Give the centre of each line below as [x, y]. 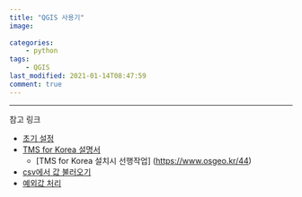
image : [22, 26]
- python [42, 51]
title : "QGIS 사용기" [47, 17]
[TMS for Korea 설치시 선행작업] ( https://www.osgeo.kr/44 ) [143, 160]
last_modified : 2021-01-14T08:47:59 [78, 76]
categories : [31, 43]
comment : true [36, 84]
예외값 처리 [42, 183]
